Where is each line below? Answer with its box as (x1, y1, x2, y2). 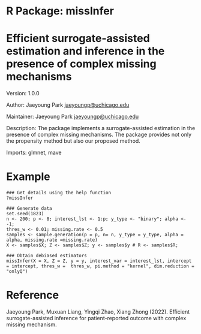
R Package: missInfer (6, 4, 114, 18)
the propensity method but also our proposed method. (6, 137, 141, 145)
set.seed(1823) (6, 211, 44, 217)
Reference (6, 288, 59, 302)
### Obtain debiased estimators (6, 253, 87, 259)
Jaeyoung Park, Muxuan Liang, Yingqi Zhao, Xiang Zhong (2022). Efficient (6, 308, 190, 315)
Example (6, 170, 50, 183)
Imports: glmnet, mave (6, 149, 62, 157)
